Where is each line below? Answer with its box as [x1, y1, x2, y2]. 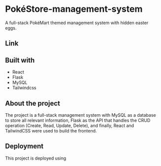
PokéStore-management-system [5, 3, 143, 15]
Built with [5, 56, 35, 65]
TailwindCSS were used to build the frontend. [5, 128, 97, 133]
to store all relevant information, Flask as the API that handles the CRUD [5, 117, 151, 123]
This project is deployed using [5, 155, 66, 161]
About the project [5, 99, 61, 107]
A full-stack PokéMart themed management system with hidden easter [5, 20, 149, 26]
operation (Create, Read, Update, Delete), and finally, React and [5, 122, 134, 129]
